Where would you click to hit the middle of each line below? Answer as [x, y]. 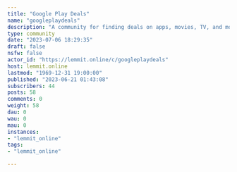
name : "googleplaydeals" [44, 20]
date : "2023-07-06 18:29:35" [50, 40]
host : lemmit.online [38, 66]
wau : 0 [17, 118]
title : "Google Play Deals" [49, 14]
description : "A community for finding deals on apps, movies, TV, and [115, 27]
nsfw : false [25, 54]
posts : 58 [22, 92]
